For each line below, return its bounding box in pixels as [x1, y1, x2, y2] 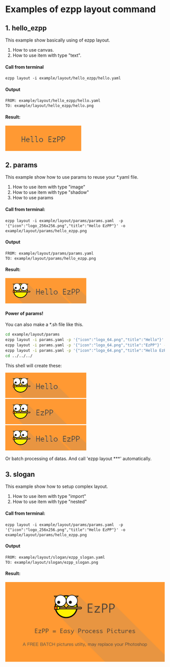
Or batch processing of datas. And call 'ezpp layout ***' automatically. [5, 455, 152, 462]
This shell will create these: [5, 362, 62, 368]
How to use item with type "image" [12, 184, 86, 190]
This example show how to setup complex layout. [5, 483, 108, 489]
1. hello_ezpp [5, 24, 47, 32]
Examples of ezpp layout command [5, 4, 156, 15]
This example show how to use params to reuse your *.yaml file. [5, 174, 139, 180]
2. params [5, 161, 38, 169]
